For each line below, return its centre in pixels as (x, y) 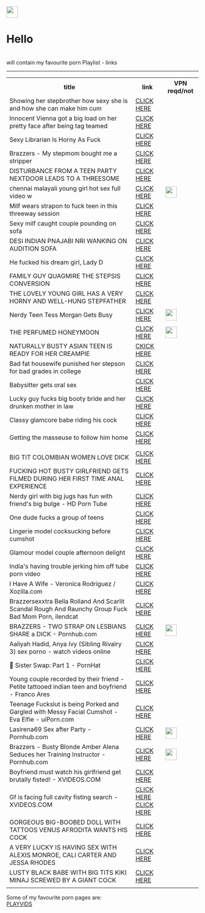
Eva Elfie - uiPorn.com (42, 719)
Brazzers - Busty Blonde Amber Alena (64, 747)
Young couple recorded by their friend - (67, 679)
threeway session (34, 213)
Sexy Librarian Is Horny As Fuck (55, 140)
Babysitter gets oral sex (43, 385)
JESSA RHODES (33, 862)
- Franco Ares (30, 694)
